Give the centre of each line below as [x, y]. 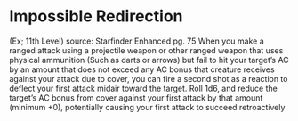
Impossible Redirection [97, 16]
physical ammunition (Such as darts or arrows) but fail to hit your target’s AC [149, 60]
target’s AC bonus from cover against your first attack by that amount [136, 97]
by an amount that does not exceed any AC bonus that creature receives [142, 69]
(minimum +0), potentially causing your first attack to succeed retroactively [147, 107]
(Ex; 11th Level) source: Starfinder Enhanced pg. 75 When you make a [137, 41]
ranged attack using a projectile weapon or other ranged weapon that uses [146, 50]
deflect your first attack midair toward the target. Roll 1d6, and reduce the [143, 88]
